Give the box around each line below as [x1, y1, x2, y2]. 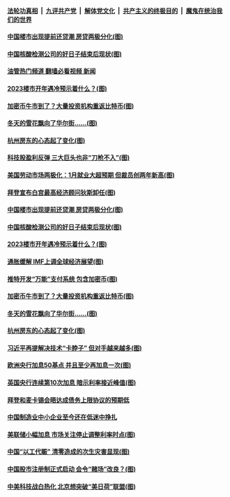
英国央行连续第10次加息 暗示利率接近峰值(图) [7, 378, 137, 387]
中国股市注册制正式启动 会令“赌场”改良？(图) [7, 465, 136, 473]
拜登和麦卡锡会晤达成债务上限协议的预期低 [7, 396, 130, 404]
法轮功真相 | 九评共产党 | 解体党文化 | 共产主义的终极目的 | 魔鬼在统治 [7, 6, 217, 15]
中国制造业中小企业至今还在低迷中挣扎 [7, 413, 117, 422]
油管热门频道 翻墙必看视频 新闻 [7, 67, 96, 75]
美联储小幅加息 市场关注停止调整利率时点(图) [7, 430, 136, 438]
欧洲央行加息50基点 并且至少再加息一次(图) [7, 361, 132, 370]
